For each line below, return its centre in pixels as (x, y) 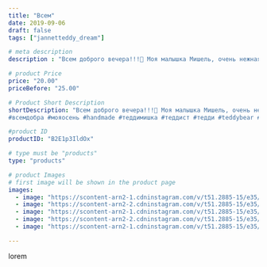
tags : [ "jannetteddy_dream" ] (56, 38)
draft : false (30, 30)
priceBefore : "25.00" (44, 88)
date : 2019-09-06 (37, 23)
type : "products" (37, 161)
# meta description (41, 52)
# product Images (37, 175)
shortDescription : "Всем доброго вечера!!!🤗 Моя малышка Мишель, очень (129, 110)
